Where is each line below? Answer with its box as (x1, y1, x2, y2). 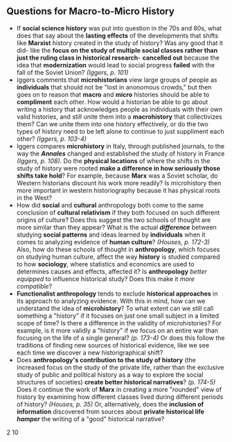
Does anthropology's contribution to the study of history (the (16, 355, 197, 364)
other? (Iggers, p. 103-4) (16, 135, 87, 143)
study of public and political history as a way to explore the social (16, 371, 204, 379)
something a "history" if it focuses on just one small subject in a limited (16, 312, 220, 320)
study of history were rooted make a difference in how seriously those (16, 164, 221, 172)
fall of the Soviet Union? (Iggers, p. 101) (16, 68, 129, 76)
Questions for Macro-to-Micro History (6, 6, 175, 17)
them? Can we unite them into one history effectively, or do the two (16, 119, 208, 128)
